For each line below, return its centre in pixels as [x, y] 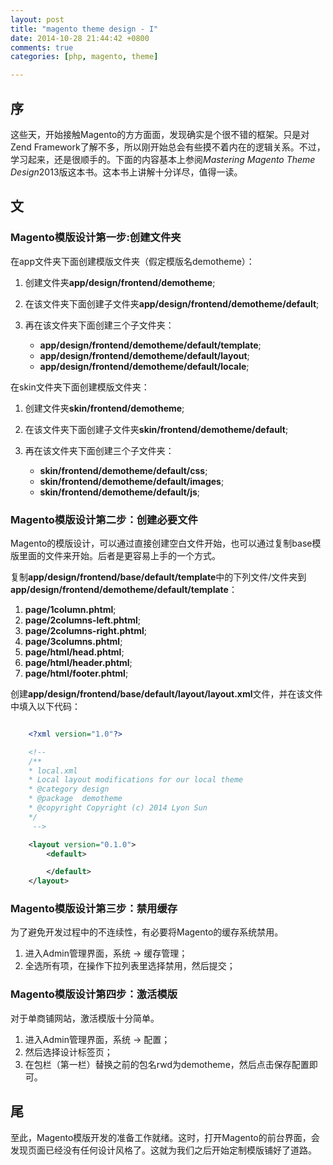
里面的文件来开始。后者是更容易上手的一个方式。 [119, 555]
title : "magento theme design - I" [84, 29]
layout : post [37, 19]
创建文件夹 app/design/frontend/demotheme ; [120, 282]
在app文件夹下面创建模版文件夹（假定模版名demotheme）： [132, 261]
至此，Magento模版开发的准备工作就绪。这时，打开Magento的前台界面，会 [165, 1137]
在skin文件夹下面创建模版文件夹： [80, 387]
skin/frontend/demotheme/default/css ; [123, 470]
